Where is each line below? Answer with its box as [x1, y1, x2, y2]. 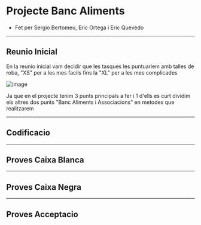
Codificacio [6, 128, 51, 138]
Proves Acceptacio [6, 209, 79, 219]
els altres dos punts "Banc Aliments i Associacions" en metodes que [6, 98, 175, 106]
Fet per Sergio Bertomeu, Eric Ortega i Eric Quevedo [14, 24, 144, 31]
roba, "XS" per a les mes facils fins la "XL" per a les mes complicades [6, 69, 178, 76]
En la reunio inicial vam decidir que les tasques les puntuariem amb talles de [6, 63, 194, 70]
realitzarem [6, 104, 34, 112]
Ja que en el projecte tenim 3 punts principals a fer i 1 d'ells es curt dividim [6, 92, 190, 99]
